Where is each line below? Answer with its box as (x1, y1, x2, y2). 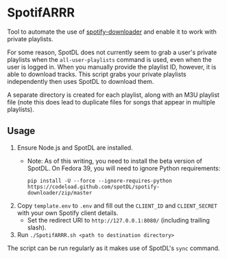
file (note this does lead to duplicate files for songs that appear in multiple (7, 98, 216, 106)
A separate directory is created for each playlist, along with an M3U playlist (7, 91, 219, 99)
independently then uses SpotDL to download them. (7, 77, 154, 85)
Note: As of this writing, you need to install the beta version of (27, 157, 202, 165)
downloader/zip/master (27, 189, 93, 196)
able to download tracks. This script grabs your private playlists (7, 70, 187, 78)
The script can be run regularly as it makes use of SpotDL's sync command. (7, 244, 220, 252)
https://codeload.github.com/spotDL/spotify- (27, 183, 160, 190)
